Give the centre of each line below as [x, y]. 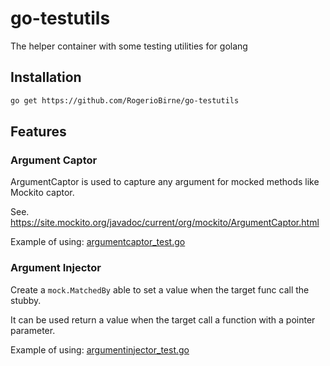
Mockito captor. [42, 193]
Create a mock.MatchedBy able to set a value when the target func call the [160, 289]
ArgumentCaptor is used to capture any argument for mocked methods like [165, 182]
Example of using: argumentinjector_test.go [100, 349]
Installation [46, 77]
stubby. [26, 300]
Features [38, 132]
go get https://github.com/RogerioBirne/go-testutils [125, 100]
